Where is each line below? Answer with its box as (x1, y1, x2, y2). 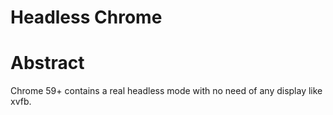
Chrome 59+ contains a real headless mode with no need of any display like (10, 85, 323, 97)
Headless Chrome (10, 6, 163, 29)
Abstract (10, 52, 85, 75)
